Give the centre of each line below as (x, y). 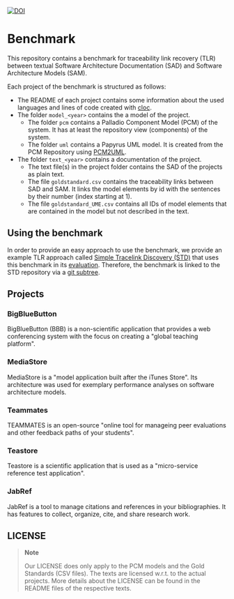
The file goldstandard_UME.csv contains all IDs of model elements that (127, 204)
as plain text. (46, 174)
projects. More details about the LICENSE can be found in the (112, 581)
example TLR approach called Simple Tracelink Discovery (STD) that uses (113, 257)
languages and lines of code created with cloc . (84, 107)
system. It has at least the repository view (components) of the (118, 130)
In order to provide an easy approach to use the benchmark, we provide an (115, 250)
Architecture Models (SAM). (47, 73)
